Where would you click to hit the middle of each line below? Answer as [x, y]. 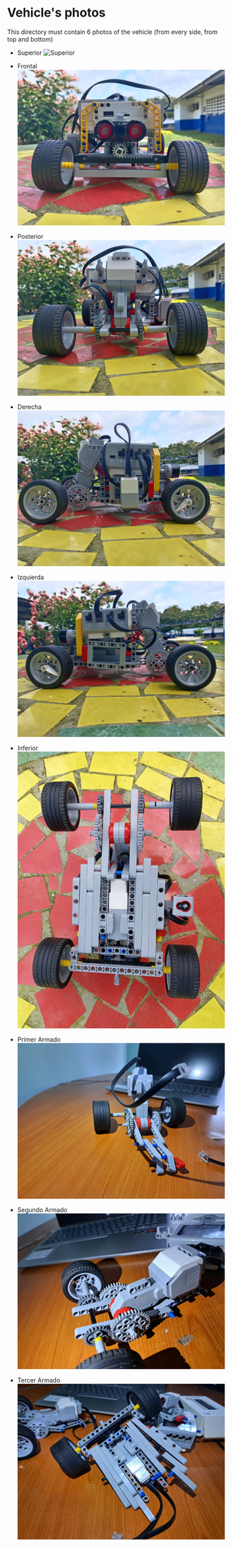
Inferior [28, 748]
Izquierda [30, 577]
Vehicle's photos [56, 13]
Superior [30, 53]
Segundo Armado [42, 1209]
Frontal [27, 66]
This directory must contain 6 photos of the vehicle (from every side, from [113, 32]
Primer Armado [39, 1039]
